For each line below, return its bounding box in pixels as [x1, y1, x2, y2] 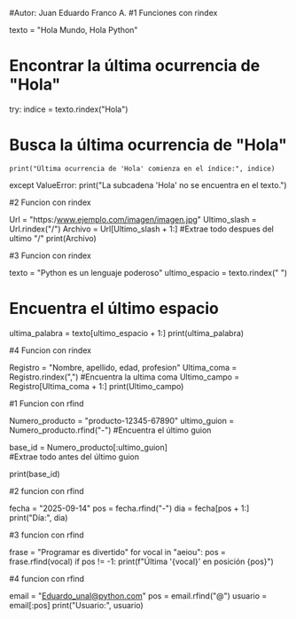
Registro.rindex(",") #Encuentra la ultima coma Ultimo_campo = [9, 372, 240, 382]
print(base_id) [9, 468, 60, 479]
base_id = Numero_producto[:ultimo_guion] [9, 442, 168, 452]
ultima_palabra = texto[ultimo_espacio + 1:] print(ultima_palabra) [9, 327, 245, 338]
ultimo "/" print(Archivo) [9, 232, 97, 243]
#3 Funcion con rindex [9, 250, 91, 261]
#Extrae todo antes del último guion [9, 451, 140, 462]
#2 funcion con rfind [9, 485, 84, 496]
